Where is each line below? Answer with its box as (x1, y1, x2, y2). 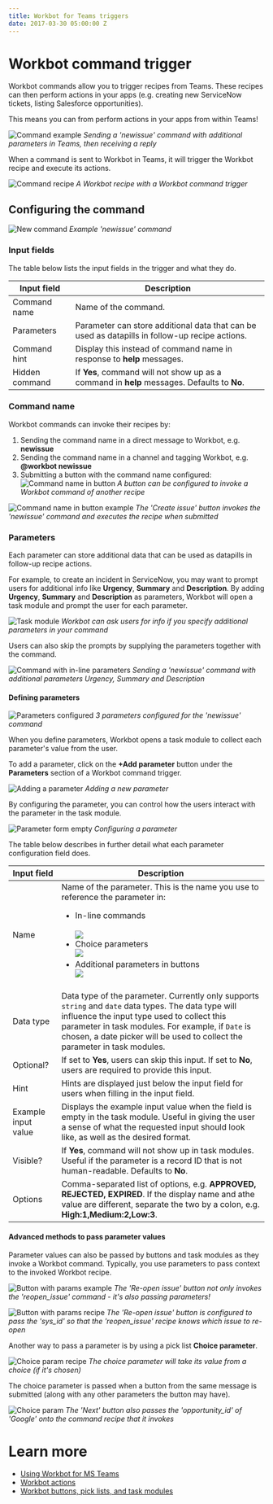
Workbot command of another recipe (19, 487, 145, 496)
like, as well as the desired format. (61, 1132, 191, 1143)
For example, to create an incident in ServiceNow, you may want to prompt (8, 575, 258, 584)
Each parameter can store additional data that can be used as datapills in (8, 550, 253, 560)
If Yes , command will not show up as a (75, 366, 222, 378)
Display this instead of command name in (75, 343, 233, 354)
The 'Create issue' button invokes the (135, 502, 262, 513)
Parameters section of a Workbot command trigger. (8, 768, 182, 778)
